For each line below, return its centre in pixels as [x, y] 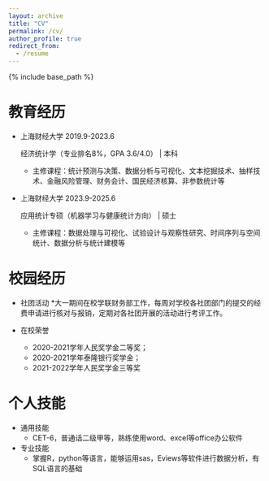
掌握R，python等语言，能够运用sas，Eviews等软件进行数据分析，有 [146, 458]
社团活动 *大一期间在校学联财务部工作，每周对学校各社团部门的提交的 [137, 302]
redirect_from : [34, 46]
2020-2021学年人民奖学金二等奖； [90, 347]
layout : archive [36, 16]
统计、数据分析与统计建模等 [79, 243]
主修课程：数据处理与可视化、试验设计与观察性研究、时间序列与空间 [146, 232]
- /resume [32, 54]
